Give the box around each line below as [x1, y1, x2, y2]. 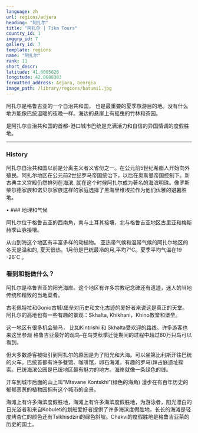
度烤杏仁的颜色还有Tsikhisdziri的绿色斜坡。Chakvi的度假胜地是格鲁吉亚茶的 [6, 414, 190, 421]
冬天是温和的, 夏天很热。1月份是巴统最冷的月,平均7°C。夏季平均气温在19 [6, 246, 182, 254]
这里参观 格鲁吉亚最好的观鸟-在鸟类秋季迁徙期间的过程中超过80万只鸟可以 [11, 332, 192, 339]
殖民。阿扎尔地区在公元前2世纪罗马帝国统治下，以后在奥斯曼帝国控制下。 [6, 172, 185, 179]
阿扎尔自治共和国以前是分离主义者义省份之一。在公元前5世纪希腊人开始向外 [6, 165, 190, 172]
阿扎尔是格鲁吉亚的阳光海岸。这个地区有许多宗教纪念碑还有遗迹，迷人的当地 [6, 284, 192, 291]
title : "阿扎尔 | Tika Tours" [6, 25, 78, 31]
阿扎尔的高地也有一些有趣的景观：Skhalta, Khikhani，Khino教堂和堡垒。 [6, 311, 181, 319]
